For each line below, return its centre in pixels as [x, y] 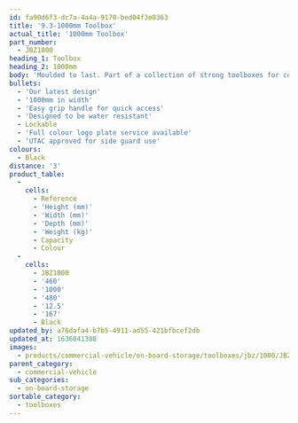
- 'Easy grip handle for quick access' [91, 108]
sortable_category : [45, 397]
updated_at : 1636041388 [53, 339]
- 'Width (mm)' [61, 215]
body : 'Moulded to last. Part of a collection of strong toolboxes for [144, 75]
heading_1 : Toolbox [45, 59]
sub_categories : [39, 380]
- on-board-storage [53, 388]
